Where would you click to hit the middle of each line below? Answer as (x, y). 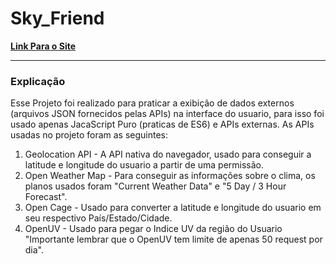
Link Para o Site (43, 46)
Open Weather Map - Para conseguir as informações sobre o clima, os (170, 176)
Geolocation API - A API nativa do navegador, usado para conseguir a (168, 154)
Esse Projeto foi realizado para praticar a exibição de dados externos (152, 103)
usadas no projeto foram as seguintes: (89, 135)
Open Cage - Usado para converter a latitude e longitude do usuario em (173, 208)
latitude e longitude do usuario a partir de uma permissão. (144, 165)
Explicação (38, 81)
